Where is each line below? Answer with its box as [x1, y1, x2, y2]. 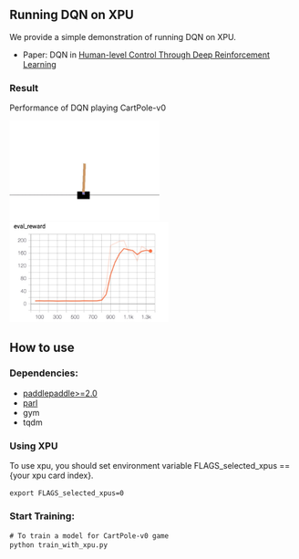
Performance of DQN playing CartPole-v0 [9, 102, 167, 113]
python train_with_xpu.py [9, 541, 108, 550]
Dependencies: [9, 367, 79, 379]
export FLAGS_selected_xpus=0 [9, 489, 125, 498]
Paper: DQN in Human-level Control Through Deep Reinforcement [22, 49, 271, 60]
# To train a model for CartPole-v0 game [9, 532, 170, 541]
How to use [9, 339, 75, 355]
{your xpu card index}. [9, 470, 94, 481]
